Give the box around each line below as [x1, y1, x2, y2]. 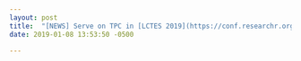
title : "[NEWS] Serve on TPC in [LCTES [9, 22, 163, 30]
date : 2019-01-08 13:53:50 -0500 [9, 30, 134, 39]
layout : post [9, 13, 58, 22]
